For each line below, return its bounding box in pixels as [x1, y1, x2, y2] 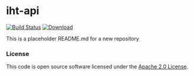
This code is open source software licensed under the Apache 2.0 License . [6, 63, 189, 70]
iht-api [6, 4, 40, 18]
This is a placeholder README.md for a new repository [6, 35, 140, 42]
